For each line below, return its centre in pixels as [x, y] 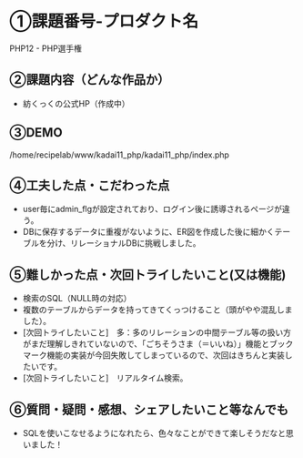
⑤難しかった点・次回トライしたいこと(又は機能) [148, 275]
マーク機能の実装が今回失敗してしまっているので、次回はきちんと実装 [153, 355]
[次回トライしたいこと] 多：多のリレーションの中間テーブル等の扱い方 [157, 332]
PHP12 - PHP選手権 [46, 48]
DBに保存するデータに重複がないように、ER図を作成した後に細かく [148, 232]
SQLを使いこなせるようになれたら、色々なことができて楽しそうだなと [154, 433]
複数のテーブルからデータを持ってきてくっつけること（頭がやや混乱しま [157, 310]
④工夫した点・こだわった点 [90, 185]
